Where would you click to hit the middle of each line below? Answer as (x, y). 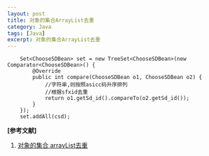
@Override (47, 71)
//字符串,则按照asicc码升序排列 (86, 85)
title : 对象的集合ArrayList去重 (51, 20)
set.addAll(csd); (45, 117)
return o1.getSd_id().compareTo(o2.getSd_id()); (117, 99)
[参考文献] (22, 131)
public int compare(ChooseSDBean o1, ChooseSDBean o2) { (117, 78)
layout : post (26, 14)
